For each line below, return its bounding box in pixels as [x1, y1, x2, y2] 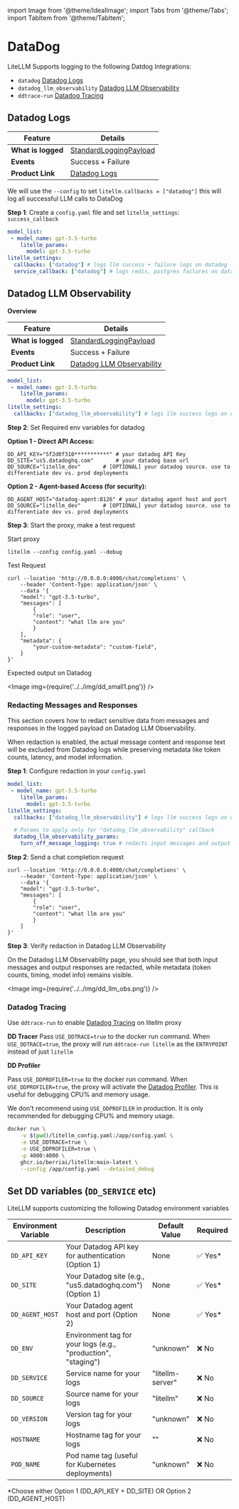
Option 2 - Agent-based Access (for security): [7, 482, 147, 490]
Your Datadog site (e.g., [65, 1271, 145, 1281]
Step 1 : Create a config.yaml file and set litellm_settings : [7, 208, 180, 216]
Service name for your [65, 1368, 141, 1378]
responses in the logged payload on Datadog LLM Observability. [7, 724, 196, 732]
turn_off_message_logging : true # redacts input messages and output [20, 840, 231, 847]
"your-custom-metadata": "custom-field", [33, 643, 158, 650]
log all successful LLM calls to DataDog [7, 194, 123, 203]
